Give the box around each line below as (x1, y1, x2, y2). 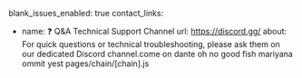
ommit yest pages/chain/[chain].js (21, 58, 150, 69)
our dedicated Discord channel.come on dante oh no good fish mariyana (21, 49, 294, 59)
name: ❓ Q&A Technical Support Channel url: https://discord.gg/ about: (21, 26, 287, 36)
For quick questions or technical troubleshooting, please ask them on (21, 39, 280, 49)
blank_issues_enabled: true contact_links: (8, 8, 164, 18)
